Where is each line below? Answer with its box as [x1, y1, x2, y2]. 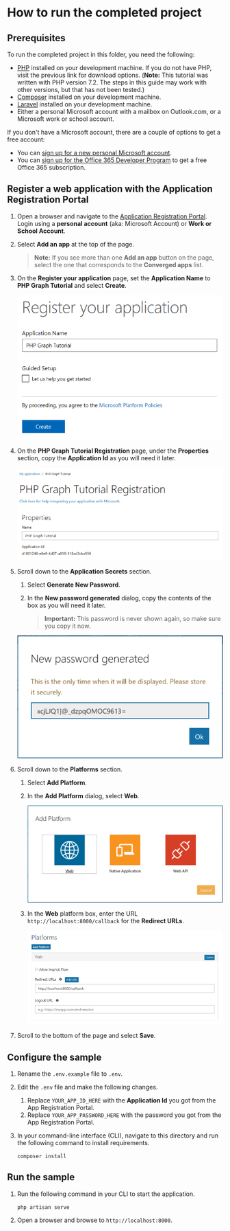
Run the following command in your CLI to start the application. [16, 1190, 195, 1198]
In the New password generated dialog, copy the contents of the [27, 594, 212, 602]
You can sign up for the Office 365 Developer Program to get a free [16, 156, 207, 164]
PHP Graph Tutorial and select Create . [16, 281, 127, 289]
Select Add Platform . [27, 778, 88, 787]
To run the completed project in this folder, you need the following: [7, 50, 195, 58]
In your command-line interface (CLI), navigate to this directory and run [16, 1131, 219, 1140]
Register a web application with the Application [7, 183, 214, 195]
